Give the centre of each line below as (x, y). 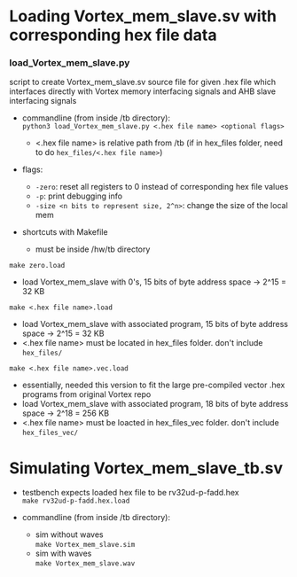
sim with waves (63, 554)
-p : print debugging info (78, 196)
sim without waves (69, 534)
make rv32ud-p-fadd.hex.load (76, 501)
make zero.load (37, 266)
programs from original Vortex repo (86, 394)
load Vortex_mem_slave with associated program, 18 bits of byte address (155, 404)
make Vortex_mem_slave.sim (85, 545)
